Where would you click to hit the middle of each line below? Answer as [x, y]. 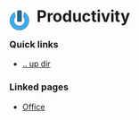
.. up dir [36, 64]
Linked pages [39, 87]
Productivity [84, 17]
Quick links [34, 45]
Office [33, 107]
